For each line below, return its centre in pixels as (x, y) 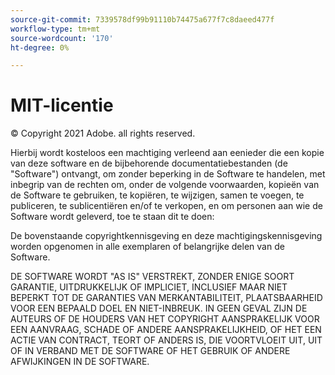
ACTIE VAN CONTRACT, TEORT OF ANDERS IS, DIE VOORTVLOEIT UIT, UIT (166, 340)
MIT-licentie (62, 105)
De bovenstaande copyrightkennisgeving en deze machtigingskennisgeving (166, 236)
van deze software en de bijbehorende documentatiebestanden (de (149, 163)
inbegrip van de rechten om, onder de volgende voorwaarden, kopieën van (165, 185)
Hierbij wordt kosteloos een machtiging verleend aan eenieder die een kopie (167, 153)
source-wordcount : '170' (62, 38)
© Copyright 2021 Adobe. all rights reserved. (103, 133)
